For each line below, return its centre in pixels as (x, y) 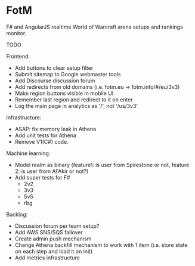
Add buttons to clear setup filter (54, 68)
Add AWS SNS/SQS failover (49, 232)
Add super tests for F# (42, 177)
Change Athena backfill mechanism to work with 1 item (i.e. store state (101, 245)
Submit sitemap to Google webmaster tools (68, 74)
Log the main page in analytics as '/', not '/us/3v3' (76, 106)
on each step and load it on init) (54, 251)
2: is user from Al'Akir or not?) (52, 171)
